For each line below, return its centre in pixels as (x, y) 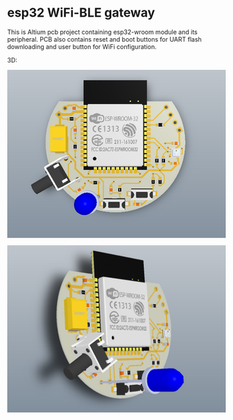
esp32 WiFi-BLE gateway (81, 13)
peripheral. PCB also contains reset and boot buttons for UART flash (105, 39)
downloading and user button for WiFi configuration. (82, 46)
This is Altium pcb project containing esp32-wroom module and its (102, 32)
